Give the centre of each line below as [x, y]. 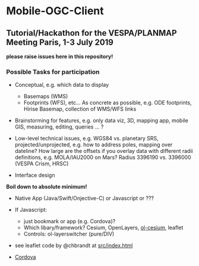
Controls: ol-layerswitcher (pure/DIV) [69, 234]
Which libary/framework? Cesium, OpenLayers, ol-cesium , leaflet [103, 228]
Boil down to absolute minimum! [47, 187]
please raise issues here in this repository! [60, 57]
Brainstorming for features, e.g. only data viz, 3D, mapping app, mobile [101, 121]
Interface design [35, 175]
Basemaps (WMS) [46, 96]
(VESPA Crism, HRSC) [42, 164]
